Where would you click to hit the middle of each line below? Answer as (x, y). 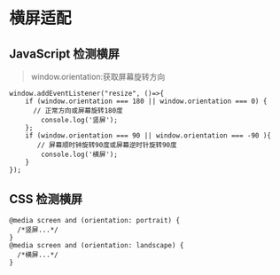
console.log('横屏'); (79, 154)
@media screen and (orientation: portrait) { (94, 220)
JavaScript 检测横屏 (65, 54)
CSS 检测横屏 (46, 199)
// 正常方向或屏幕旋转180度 (78, 111)
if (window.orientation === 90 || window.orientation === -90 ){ (148, 136)
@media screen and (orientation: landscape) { (97, 245)
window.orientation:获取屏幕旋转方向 (98, 77)
